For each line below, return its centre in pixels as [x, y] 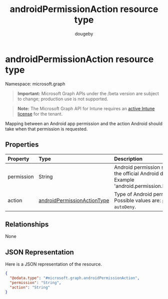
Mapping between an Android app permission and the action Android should [84, 123]
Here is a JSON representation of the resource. [54, 264]
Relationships [27, 224]
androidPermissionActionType [74, 200]
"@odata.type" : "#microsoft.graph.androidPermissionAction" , [75, 278]
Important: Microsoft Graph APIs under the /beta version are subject [88, 93]
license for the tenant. [40, 114]
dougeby [84, 34]
